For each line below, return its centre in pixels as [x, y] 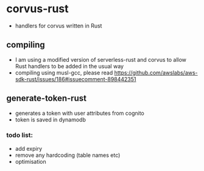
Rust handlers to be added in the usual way [69, 66]
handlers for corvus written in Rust [58, 26]
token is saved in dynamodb [51, 119]
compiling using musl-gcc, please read [64, 73]
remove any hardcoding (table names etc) [68, 155]
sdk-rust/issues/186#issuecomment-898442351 [76, 79]
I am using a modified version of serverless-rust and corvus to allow [101, 59]
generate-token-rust [47, 99]
